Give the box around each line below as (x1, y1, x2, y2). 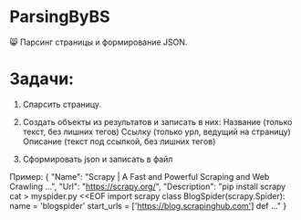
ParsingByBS (9, 6, 111, 27)
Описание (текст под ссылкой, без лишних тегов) (22, 135, 216, 147)
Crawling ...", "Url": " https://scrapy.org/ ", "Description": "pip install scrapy (9, 181, 286, 192)
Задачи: (9, 68, 75, 89)
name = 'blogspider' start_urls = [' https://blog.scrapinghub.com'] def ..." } (9, 200, 287, 211)
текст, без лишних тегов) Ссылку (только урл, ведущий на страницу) (22, 126, 292, 137)
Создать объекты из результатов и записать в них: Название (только (22, 116, 293, 127)
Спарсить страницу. (22, 99, 102, 110)
